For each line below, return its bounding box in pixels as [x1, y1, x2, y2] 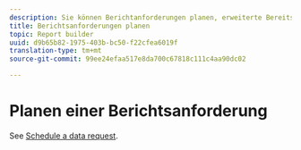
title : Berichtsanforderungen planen [9, 21, 150, 30]
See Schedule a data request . [9, 130, 118, 141]
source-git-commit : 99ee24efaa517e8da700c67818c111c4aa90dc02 [9, 54, 246, 63]
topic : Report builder [9, 29, 94, 38]
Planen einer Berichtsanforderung [9, 101, 268, 121]
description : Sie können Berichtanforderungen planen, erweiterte [9, 12, 262, 22]
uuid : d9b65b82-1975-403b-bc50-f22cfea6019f [9, 37, 178, 47]
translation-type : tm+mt [9, 46, 102, 55]
